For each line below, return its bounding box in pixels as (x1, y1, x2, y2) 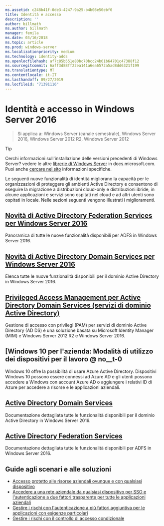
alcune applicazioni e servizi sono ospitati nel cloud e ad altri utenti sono (5, 191, 155, 198)
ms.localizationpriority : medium (5, 49, 75, 54)
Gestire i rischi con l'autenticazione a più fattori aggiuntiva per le (12, 505, 146, 511)
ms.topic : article (5, 40, 43, 45)
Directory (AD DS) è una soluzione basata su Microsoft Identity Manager (5, 327, 154, 333)
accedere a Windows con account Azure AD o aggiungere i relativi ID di (5, 379, 152, 385)
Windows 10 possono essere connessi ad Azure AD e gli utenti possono (5, 373, 153, 379)
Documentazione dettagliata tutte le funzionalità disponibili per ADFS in (5, 445, 152, 451)
